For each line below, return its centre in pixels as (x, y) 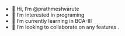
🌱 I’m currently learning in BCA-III (52, 21)
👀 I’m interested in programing (48, 15)
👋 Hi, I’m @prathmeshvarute (45, 9)
